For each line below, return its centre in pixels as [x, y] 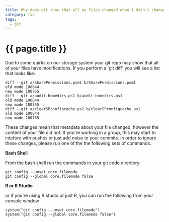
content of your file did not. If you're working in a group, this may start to [80, 133]
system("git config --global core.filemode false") [60, 214]
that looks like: [20, 73]
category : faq [20, 15]
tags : [11, 19]
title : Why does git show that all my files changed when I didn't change [85, 10]
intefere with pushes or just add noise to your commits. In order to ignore [81, 138]
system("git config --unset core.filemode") [53, 210]
